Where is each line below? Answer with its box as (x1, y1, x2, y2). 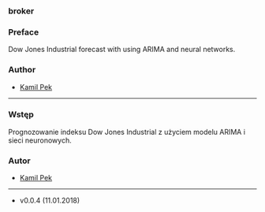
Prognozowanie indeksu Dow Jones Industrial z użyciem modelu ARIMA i (8, 127, 246, 136)
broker (8, 6, 35, 17)
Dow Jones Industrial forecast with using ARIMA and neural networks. (8, 45, 236, 54)
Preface (8, 26, 39, 37)
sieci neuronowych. (8, 136, 73, 145)
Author (8, 65, 36, 76)
